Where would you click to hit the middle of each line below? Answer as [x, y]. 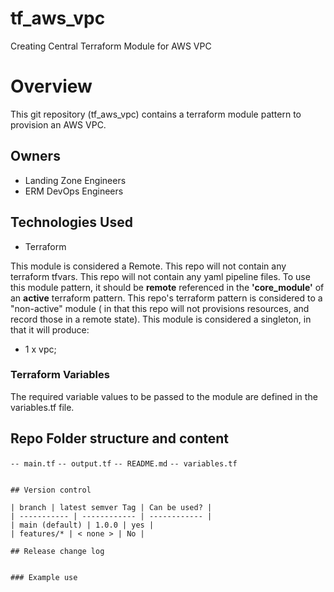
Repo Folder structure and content [119, 438]
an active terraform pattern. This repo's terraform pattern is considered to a [166, 298]
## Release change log [57, 551]
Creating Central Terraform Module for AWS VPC [111, 46]
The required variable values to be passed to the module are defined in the [164, 396]
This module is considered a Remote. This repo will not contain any [148, 266]
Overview [51, 86]
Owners [35, 156]
